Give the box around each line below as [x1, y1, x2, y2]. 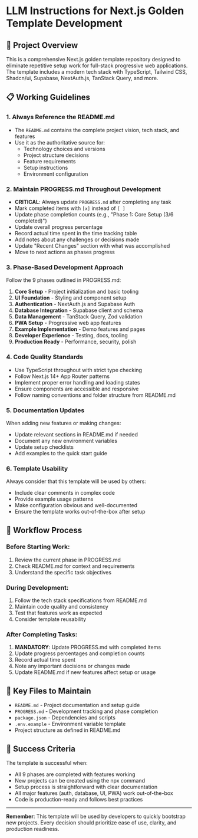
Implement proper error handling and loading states [14, 379, 140, 386]
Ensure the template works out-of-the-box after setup [14, 508, 146, 515]
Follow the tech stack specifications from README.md [14, 597, 147, 604]
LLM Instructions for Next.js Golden [6, 4, 184, 18]
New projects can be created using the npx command [14, 777, 146, 784]
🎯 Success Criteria [6, 744, 75, 754]
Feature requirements [23, 157, 76, 165]
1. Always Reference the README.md [6, 113, 115, 121]
